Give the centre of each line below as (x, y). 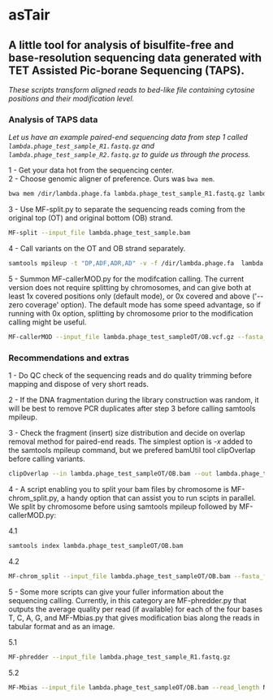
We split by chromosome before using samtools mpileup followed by (123, 507)
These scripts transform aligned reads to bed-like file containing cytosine (132, 90)
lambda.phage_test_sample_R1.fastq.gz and (82, 146)
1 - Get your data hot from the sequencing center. (91, 170)
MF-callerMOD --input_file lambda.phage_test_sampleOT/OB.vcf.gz (121, 337)
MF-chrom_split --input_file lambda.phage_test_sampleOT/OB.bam (119, 576)
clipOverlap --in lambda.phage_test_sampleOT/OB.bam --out (110, 474)
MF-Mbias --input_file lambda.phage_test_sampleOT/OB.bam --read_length (134, 687)
